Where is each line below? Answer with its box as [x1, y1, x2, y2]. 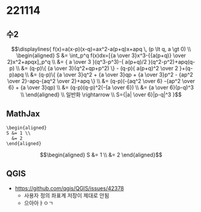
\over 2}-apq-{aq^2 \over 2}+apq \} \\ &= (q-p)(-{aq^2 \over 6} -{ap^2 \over [7, 78, 196, 84]
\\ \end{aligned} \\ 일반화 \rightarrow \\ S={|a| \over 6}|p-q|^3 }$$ [20, 91, 182, 98]
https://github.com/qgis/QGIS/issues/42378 [14, 184, 125, 192]
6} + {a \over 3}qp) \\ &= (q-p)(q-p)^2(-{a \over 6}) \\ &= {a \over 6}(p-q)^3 [8, 84, 194, 91]
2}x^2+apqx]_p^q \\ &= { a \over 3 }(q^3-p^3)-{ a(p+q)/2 [7, 58, 147, 65]
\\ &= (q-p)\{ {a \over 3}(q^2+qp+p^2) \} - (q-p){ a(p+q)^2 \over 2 [16, 64, 179, 72]
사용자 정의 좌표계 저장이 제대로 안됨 [23, 192, 110, 199]
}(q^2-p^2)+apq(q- [148, 58, 196, 65]
